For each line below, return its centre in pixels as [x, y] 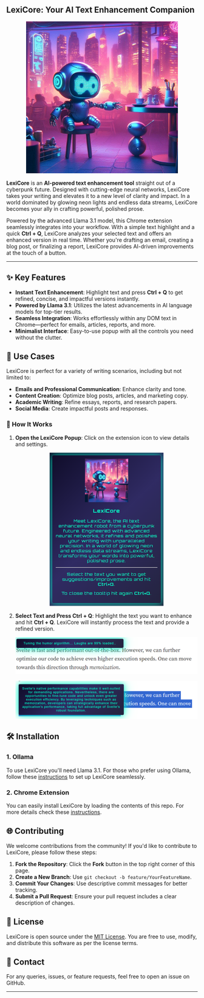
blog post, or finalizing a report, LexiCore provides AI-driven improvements [100, 246]
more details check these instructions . [54, 812]
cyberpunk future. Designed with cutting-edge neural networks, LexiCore [98, 189]
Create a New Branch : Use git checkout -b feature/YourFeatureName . [103, 877]
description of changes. [45, 903]
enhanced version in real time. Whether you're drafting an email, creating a [100, 240]
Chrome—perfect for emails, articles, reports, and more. [85, 324]
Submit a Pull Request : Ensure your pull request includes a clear [96, 896]
